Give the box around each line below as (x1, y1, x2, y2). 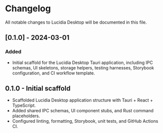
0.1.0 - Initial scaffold (5, 84, 71, 93)
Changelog (5, 3, 51, 14)
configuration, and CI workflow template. (12, 70, 95, 76)
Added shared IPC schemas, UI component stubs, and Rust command (12, 108, 154, 114)
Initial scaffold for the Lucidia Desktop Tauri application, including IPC (12, 60, 153, 66)
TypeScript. (12, 102, 36, 108)
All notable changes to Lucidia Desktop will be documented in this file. (5, 19, 147, 25)
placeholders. (12, 113, 40, 119)
